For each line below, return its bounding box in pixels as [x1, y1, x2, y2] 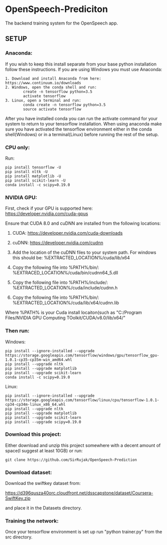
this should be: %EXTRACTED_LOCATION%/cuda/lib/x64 [12, 255, 130, 261]
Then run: [5, 327, 30, 334]
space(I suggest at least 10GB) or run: [5, 447, 83, 453]
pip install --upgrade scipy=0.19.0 [5, 419, 81, 424]
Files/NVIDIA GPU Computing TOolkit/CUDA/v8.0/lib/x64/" [5, 315, 126, 321]
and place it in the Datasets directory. [5, 505, 82, 511]
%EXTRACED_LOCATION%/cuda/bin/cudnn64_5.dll [12, 270, 118, 276]
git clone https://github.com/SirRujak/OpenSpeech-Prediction [5, 457, 137, 462]
